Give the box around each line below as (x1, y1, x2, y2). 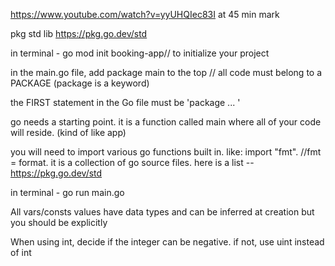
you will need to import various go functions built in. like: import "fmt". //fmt (10, 146, 322, 158)
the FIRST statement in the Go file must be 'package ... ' (10, 97, 241, 108)
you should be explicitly (10, 217, 108, 228)
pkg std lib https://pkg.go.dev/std (10, 28, 148, 39)
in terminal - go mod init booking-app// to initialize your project (10, 47, 270, 59)
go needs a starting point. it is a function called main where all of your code (10, 116, 322, 128)
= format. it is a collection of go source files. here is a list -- (10, 157, 255, 168)
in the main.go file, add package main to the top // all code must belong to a (10, 67, 323, 78)
